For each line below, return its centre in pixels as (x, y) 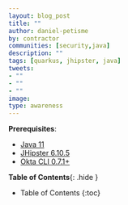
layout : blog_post (39, 16)
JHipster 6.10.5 (45, 153)
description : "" (36, 53)
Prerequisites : (32, 129)
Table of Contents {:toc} (60, 193)
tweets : (21, 69)
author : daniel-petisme (49, 31)
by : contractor (34, 38)
